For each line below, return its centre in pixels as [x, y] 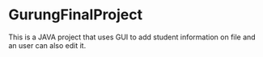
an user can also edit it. [47, 45]
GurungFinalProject [76, 15]
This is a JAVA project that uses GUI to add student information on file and [132, 37]
